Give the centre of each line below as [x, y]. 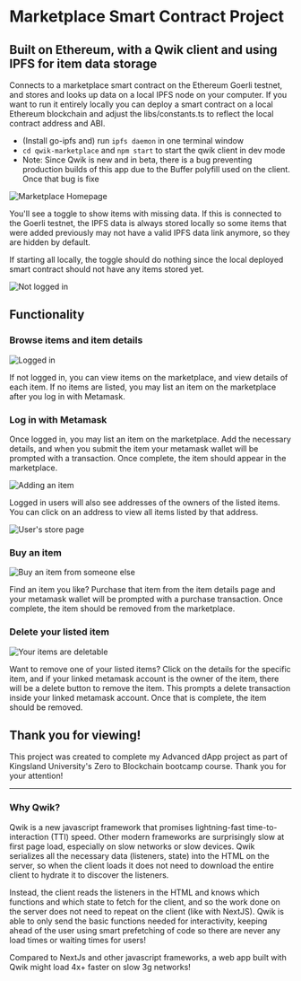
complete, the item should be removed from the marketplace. [122, 609]
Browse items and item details [76, 340]
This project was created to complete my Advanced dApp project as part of [149, 757]
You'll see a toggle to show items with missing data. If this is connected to [146, 214]
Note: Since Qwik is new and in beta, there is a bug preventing [137, 160]
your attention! [36, 776]
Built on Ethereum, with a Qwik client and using [143, 50]
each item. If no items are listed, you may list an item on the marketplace [143, 387]
